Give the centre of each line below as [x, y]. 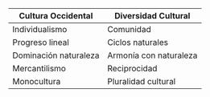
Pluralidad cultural [142, 81]
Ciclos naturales [138, 42]
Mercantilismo [39, 69]
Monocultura [37, 81]
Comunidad [129, 29]
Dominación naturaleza [56, 55]
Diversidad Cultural [152, 16]
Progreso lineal [41, 42]
